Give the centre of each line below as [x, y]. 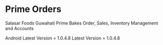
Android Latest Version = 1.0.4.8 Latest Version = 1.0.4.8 [63, 38]
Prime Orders [33, 9]
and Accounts [19, 28]
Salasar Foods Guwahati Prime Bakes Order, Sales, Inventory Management [82, 23]
